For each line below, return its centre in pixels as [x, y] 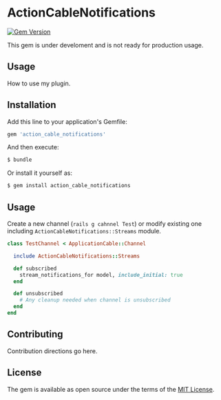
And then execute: [33, 147]
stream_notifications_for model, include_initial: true [102, 275]
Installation [32, 105]
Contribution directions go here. [52, 351]
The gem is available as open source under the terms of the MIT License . [111, 389]
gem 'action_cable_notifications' [57, 134]
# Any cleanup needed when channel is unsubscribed [95, 300]
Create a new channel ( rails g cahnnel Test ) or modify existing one [104, 224]
